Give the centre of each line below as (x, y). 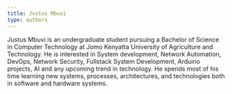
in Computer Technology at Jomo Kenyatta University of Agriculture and (110, 47)
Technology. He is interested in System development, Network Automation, (114, 54)
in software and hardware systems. (57, 83)
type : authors (28, 20)
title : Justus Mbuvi (37, 13)
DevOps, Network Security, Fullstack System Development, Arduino (104, 61)
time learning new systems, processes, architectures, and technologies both (116, 75)
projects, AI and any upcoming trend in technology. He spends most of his (113, 69)
